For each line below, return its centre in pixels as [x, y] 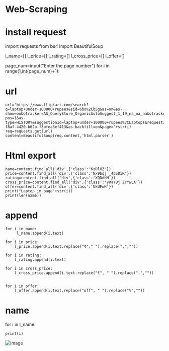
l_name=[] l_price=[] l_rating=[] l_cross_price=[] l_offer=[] [65, 56]
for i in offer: [22, 286]
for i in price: [22, 242]
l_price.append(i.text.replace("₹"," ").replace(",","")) [76, 246]
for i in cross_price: [29, 268]
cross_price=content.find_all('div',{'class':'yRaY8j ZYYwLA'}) [74, 182]
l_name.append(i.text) [40, 233]
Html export [31, 156]
